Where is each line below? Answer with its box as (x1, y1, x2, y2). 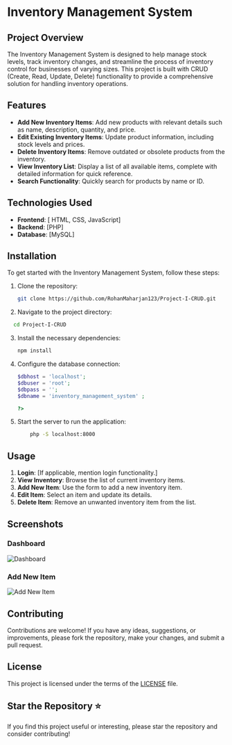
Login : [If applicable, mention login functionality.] (17, 468, 158, 477)
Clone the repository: (17, 282, 78, 290)
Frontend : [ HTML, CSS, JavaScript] (17, 216, 121, 224)
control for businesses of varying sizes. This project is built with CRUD (7, 65, 208, 73)
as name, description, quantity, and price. (17, 125, 136, 134)
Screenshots (7, 518, 64, 530)
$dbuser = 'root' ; (17, 379, 71, 387)
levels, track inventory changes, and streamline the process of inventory (7, 58, 213, 66)
